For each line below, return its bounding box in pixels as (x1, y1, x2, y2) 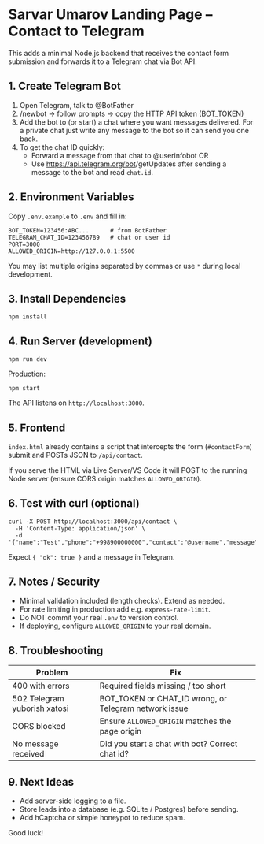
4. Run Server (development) (8, 334, 153, 348)
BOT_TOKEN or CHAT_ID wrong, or (99, 693, 228, 705)
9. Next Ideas (8, 775, 75, 789)
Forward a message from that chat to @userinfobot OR (31, 151, 209, 160)
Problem (35, 667, 68, 679)
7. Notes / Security (8, 575, 101, 589)
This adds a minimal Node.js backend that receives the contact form (8, 48, 229, 58)
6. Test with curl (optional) (8, 496, 140, 510)
